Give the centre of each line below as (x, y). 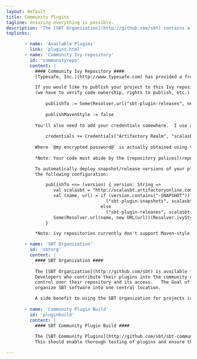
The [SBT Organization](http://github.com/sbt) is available (111, 271)
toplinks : (18, 33)
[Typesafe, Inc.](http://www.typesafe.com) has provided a (108, 77)
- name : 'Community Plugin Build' (67, 309)
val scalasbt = (72, 190)
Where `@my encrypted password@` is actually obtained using (111, 147)
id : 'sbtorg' (45, 250)
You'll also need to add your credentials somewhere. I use (111, 126)
